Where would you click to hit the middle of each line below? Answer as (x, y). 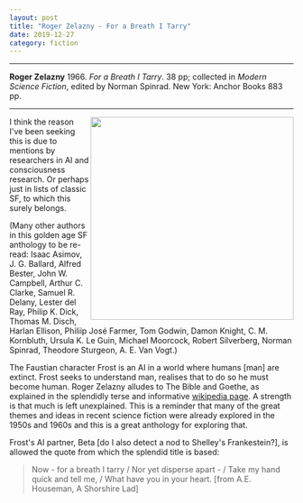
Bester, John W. (39, 274)
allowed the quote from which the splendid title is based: (115, 453)
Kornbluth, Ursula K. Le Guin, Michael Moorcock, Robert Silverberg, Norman (151, 341)
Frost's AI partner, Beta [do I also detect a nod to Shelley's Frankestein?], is (149, 443)
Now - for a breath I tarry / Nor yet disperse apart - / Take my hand (156, 470)
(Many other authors (47, 225)
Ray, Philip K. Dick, (44, 312)
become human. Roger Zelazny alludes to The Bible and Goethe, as (134, 387)
